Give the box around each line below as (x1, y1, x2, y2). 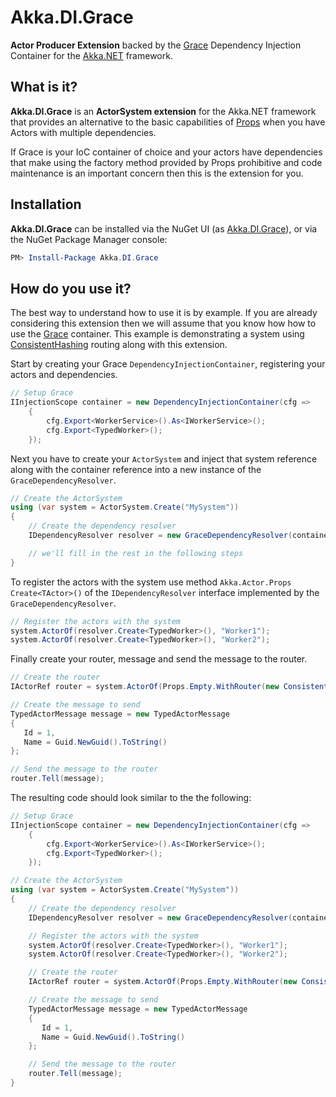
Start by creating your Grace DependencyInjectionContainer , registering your (10, 358, 326, 370)
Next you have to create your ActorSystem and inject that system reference (10, 452, 318, 465)
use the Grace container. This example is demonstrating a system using (10, 328, 305, 340)
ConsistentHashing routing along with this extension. (10, 339, 228, 351)
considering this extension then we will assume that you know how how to (10, 317, 317, 330)
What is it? (10, 79, 78, 96)
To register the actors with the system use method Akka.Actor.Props (10, 576, 292, 588)
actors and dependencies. (10, 369, 118, 381)
